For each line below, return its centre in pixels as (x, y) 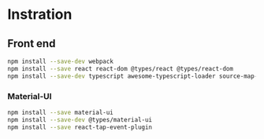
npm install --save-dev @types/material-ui (80, 119)
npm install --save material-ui (60, 112)
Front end (32, 44)
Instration (40, 15)
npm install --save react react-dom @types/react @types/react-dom (121, 68)
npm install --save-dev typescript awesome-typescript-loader (112, 76)
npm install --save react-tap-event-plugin (80, 127)
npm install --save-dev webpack (60, 61)
